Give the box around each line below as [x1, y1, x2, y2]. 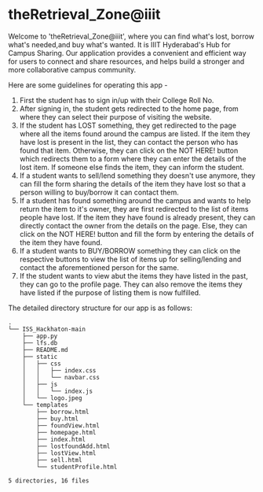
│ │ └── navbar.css [22, 373, 100, 381]
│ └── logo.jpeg [22, 394, 82, 402]
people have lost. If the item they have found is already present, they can [19, 213, 256, 222]
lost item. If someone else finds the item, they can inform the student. [19, 162, 245, 172]
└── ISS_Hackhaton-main [8, 325, 86, 333]
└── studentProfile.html [36, 463, 118, 471]
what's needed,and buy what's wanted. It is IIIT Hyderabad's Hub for [8, 39, 232, 49]
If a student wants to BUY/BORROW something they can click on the [19, 246, 241, 255]
